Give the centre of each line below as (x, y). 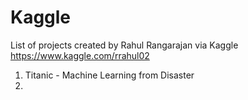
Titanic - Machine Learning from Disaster (109, 75)
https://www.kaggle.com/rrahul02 (80, 55)
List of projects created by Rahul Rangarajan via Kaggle (124, 45)
